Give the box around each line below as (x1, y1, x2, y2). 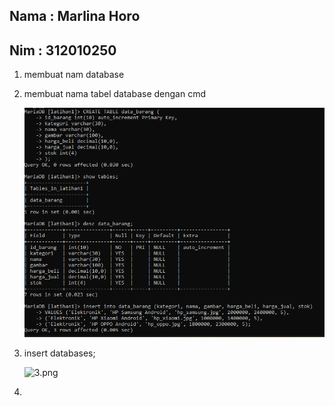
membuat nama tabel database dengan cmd (23, 88, 206, 100)
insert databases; (23, 347, 96, 359)
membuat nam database (23, 69, 125, 81)
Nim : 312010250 (9, 42, 117, 59)
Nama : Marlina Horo (9, 8, 141, 25)
